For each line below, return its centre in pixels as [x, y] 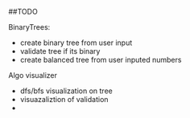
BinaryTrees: [29, 27]
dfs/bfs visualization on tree [66, 91]
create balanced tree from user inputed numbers [101, 60]
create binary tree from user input [76, 43]
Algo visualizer [33, 75]
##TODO [23, 12]
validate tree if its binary [60, 51]
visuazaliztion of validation [64, 99]
